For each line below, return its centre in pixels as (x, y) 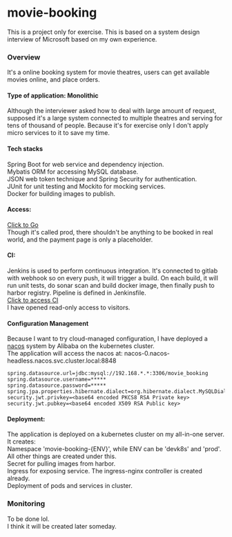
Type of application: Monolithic (53, 95)
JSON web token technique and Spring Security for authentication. (102, 179)
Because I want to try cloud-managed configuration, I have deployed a (108, 339)
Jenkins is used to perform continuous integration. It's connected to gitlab (113, 271)
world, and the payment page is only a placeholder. (80, 239)
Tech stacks (25, 149)
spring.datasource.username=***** (57, 380)
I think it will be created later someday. (62, 526)
